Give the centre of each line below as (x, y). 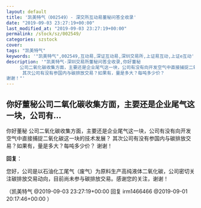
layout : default (26, 12)
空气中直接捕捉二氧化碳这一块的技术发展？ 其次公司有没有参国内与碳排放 (96, 138)
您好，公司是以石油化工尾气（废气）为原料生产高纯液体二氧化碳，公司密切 (98, 171)
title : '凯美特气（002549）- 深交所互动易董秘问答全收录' (71, 17)
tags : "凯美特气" (26, 51)
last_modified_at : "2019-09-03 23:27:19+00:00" (67, 28)
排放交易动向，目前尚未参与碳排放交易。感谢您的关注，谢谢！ (92, 178)
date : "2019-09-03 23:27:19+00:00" (51, 23)
